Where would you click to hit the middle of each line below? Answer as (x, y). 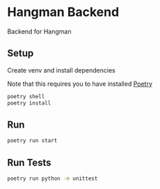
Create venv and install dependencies (62, 70)
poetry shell (26, 96)
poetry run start (32, 141)
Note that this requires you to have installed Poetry (80, 84)
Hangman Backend (63, 12)
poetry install (29, 103)
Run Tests (29, 162)
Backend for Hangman (39, 31)
